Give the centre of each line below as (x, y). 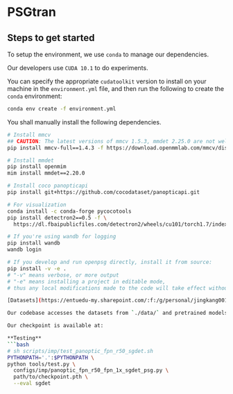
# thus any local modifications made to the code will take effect (107, 288)
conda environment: (35, 96)
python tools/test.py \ (42, 364)
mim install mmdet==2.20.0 (46, 173)
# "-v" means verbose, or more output (63, 275)
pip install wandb (34, 243)
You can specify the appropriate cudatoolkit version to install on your (107, 81)
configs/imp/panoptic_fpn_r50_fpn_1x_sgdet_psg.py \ (91, 370)
